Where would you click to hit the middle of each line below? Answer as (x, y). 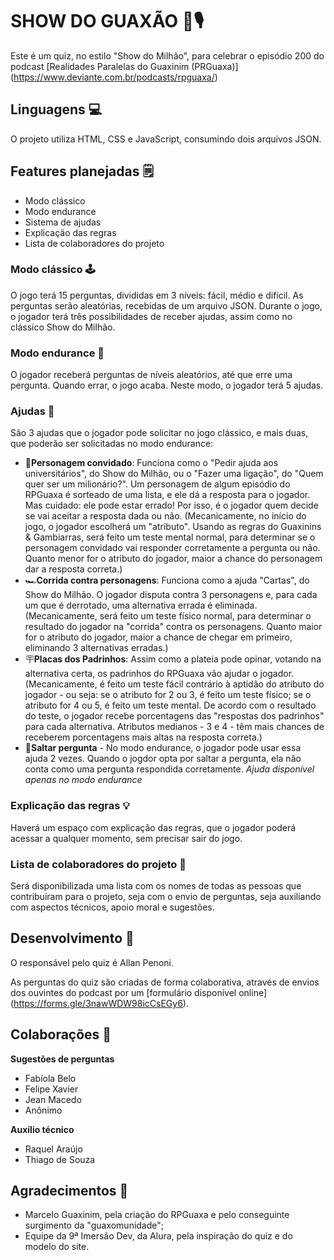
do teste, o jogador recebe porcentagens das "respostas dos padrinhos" (174, 716)
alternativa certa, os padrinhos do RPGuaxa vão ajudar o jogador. (159, 674)
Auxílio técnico (42, 1129)
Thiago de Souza (60, 1159)
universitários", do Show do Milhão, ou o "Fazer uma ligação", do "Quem (174, 474)
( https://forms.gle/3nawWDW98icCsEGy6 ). (99, 1003)
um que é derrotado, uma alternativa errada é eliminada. (141, 605)
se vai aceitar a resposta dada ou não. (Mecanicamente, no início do (165, 516)
